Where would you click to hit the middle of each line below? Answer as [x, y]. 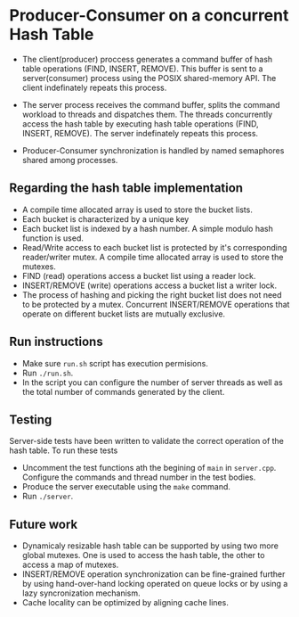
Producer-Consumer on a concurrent [149, 16]
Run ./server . [48, 497]
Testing [31, 420]
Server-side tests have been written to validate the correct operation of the [147, 441]
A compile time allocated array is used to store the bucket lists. [137, 210]
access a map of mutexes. [70, 565]
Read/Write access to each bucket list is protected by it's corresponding [154, 247]
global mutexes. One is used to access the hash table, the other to [143, 555]
